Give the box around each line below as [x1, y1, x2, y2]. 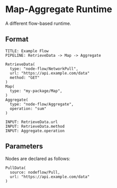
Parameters [5, 142, 43, 151]
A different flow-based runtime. [5, 20, 71, 26]
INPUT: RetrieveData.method [5, 124, 65, 129]
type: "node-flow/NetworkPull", [10, 66, 79, 71]
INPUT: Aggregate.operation [5, 128, 65, 133]
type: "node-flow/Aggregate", [10, 101, 74, 107]
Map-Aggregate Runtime [5, 4, 112, 15]
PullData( [5, 165, 26, 170]
